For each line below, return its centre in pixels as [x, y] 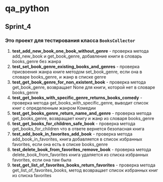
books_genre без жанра [37, 61]
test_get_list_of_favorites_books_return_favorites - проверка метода [84, 165]
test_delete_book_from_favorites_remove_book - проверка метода [82, 149]
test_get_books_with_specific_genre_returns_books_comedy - [77, 98]
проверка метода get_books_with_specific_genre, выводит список [80, 102]
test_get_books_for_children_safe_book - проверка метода [73, 123]
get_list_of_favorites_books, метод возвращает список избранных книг [85, 170]
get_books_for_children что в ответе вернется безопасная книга [78, 129]
